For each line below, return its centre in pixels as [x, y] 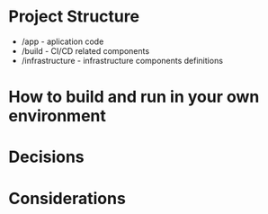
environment [58, 116]
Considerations [67, 198]
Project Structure [74, 17]
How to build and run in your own [134, 97]
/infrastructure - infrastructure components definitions [122, 60]
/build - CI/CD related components [85, 50]
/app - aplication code [63, 41]
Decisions [46, 157]
